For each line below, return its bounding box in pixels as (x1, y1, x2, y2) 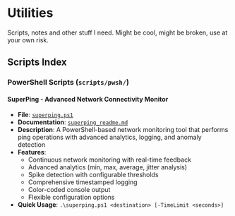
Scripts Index (7, 56, 67, 68)
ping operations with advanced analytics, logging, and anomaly (17, 133, 203, 142)
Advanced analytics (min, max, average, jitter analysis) (28, 163, 188, 172)
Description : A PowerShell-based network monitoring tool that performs (17, 126, 229, 134)
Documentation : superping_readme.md (17, 118, 128, 126)
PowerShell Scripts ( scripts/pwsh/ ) (7, 78, 129, 88)
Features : (17, 148, 47, 157)
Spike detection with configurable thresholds (28, 171, 159, 179)
